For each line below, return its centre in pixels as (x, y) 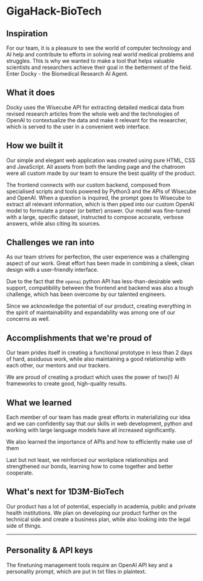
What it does (31, 93)
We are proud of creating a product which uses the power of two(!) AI (93, 377)
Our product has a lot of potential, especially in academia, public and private (101, 506)
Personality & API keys (50, 550)
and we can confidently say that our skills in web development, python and (99, 424)
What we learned (39, 403)
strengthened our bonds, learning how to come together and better (90, 467)
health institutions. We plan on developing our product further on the (92, 513)
